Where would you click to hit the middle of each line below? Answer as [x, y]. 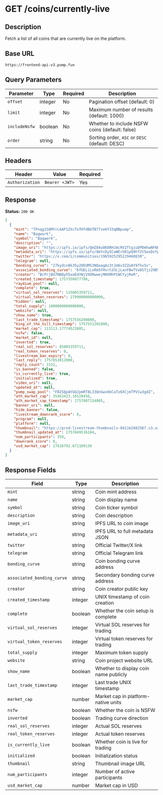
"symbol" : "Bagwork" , [35, 238]
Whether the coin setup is [124, 611]
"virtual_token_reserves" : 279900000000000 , [59, 297]
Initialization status [116, 756]
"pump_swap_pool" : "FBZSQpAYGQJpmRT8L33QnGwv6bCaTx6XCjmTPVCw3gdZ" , [84, 392]
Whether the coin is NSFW [125, 711]
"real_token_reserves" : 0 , [41, 351]
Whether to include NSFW [119, 123]
